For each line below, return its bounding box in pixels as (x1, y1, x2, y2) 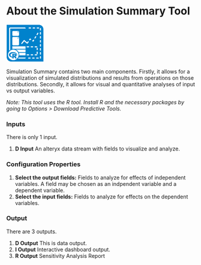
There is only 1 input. (6, 134, 58, 141)
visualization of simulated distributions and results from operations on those (6, 74, 194, 82)
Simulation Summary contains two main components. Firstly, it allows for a (6, 68, 190, 75)
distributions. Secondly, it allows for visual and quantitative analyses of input (6, 80, 196, 88)
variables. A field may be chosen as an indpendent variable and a (14, 180, 177, 187)
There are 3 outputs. (6, 228, 57, 235)
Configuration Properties (6, 160, 81, 168)
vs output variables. (6, 87, 55, 94)
